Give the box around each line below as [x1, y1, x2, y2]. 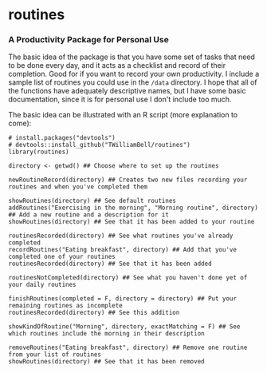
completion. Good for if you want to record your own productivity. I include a [8, 69, 260, 79]
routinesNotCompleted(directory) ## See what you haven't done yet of [8, 274, 248, 282]
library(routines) [8, 148, 69, 157]
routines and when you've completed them [8, 183, 148, 191]
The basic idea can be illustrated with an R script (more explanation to [8, 110, 238, 120]
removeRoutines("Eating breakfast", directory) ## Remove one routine [8, 343, 248, 352]
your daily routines [8, 281, 77, 289]
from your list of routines [8, 351, 102, 359]
